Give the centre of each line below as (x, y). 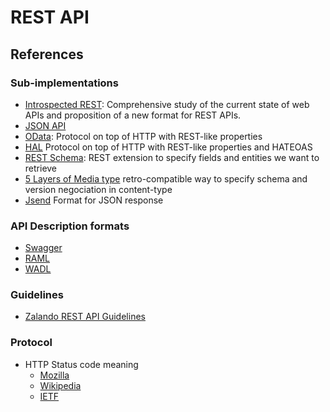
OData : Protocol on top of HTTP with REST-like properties (143, 136)
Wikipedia (60, 385)
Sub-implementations (64, 83)
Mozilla (54, 375)
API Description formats (70, 226)
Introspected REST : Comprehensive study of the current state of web (167, 104)
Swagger (43, 248)
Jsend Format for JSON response (94, 200)
